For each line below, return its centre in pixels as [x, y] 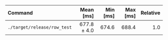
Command [20, 13]
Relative [150, 13]
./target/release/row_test [40, 27]
